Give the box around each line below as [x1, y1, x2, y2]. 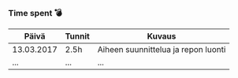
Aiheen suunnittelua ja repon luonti [97, 44, 226, 55]
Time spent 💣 [8, 7, 62, 18]
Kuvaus [147, 31, 177, 42]
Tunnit [65, 31, 91, 42]
